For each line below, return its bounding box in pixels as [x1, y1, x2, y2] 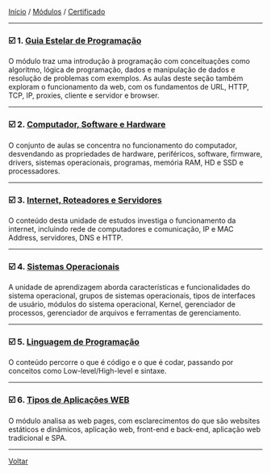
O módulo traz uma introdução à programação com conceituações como [8, 57, 250, 66]
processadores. [8, 165, 60, 176]
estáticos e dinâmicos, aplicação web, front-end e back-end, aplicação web [8, 424, 261, 434]
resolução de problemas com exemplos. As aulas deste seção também [8, 73, 244, 83]
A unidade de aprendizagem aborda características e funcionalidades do [8, 283, 251, 292]
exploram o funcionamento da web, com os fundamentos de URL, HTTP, [8, 82, 250, 92]
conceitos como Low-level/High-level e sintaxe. [8, 366, 167, 376]
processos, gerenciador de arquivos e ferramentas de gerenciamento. [8, 308, 242, 318]
